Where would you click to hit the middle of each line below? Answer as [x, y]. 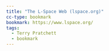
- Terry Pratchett [34, 33]
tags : [13, 28]
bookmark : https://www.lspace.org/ [50, 22]
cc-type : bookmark [29, 17]
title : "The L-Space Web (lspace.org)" [55, 11]
